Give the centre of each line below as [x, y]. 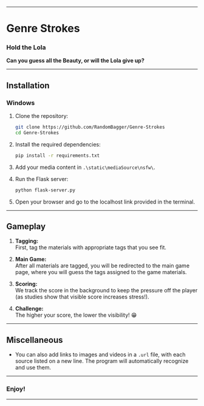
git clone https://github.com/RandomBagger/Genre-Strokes [90, 127]
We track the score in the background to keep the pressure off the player [106, 291]
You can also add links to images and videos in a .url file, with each [100, 355]
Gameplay [26, 226]
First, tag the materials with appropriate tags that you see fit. [91, 247]
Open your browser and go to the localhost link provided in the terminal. [105, 202]
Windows [21, 103]
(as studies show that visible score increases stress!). [82, 297]
